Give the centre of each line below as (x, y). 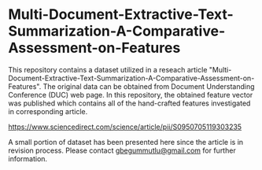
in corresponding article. (48, 111)
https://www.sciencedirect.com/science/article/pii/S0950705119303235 (125, 127)
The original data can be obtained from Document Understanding (149, 86)
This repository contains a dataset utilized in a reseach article (108, 69)
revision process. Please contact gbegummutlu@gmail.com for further (122, 150)
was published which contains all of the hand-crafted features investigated (129, 103)
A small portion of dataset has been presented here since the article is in (126, 142)
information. (28, 158)
